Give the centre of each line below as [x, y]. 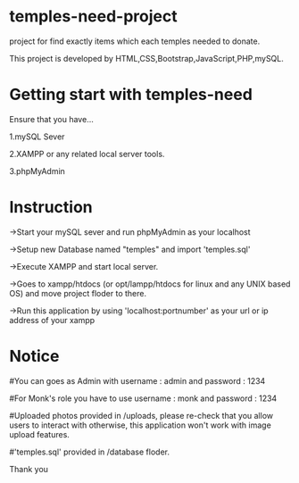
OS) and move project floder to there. [78, 293]
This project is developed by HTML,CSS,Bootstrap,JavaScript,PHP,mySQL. [146, 58]
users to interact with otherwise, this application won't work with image [141, 425]
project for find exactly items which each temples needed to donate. [135, 41]
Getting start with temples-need [131, 95]
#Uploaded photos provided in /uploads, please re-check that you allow [141, 415]
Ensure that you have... [51, 119]
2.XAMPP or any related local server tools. [87, 154]
